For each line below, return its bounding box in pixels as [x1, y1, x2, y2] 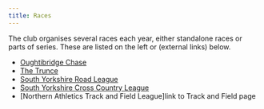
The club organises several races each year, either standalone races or [8, 33, 242, 43]
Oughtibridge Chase [19, 57, 87, 67]
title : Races [8, 11, 52, 20]
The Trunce [19, 65, 58, 76]
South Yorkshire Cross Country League [19, 83, 150, 92]
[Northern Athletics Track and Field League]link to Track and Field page [19, 91, 256, 100]
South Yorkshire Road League [19, 74, 118, 84]
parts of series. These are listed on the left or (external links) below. [8, 41, 231, 52]
